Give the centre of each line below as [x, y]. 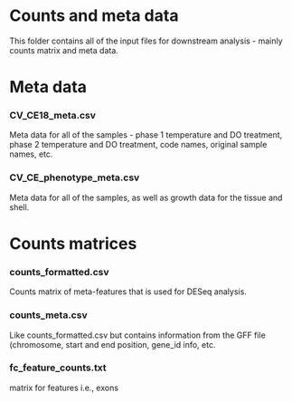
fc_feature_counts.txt [58, 368]
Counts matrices [73, 243]
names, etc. [31, 154]
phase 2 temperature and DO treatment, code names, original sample [138, 145]
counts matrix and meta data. [64, 50]
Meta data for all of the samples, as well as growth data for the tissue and [146, 197]
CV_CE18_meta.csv [53, 116]
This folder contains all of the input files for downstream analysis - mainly [146, 41]
